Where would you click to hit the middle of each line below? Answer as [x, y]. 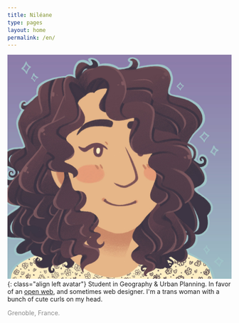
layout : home [27, 30]
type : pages [25, 22]
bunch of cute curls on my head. [55, 300]
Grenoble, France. [34, 313]
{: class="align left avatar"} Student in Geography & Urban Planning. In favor [119, 284]
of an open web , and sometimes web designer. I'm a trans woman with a [113, 292]
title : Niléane [30, 15]
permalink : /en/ [31, 38]
